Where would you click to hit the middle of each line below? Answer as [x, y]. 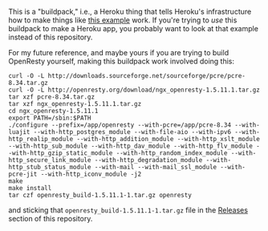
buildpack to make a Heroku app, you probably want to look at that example [134, 28]
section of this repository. [51, 219]
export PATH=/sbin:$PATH [50, 118]
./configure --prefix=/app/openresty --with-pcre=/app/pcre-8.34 [120, 125]
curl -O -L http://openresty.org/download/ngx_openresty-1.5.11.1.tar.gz [134, 90]
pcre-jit [23, 174]
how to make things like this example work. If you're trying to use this [123, 20]
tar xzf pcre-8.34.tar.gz [51, 97]
